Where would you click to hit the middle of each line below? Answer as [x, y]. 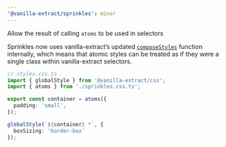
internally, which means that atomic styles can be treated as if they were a [113, 54]
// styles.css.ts [32, 74]
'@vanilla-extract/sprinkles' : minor [62, 13]
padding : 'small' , [40, 106]
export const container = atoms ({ [57, 99]
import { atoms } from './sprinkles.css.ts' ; [74, 87]
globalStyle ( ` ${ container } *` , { [55, 124]
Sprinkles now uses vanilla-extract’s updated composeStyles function [105, 46]
